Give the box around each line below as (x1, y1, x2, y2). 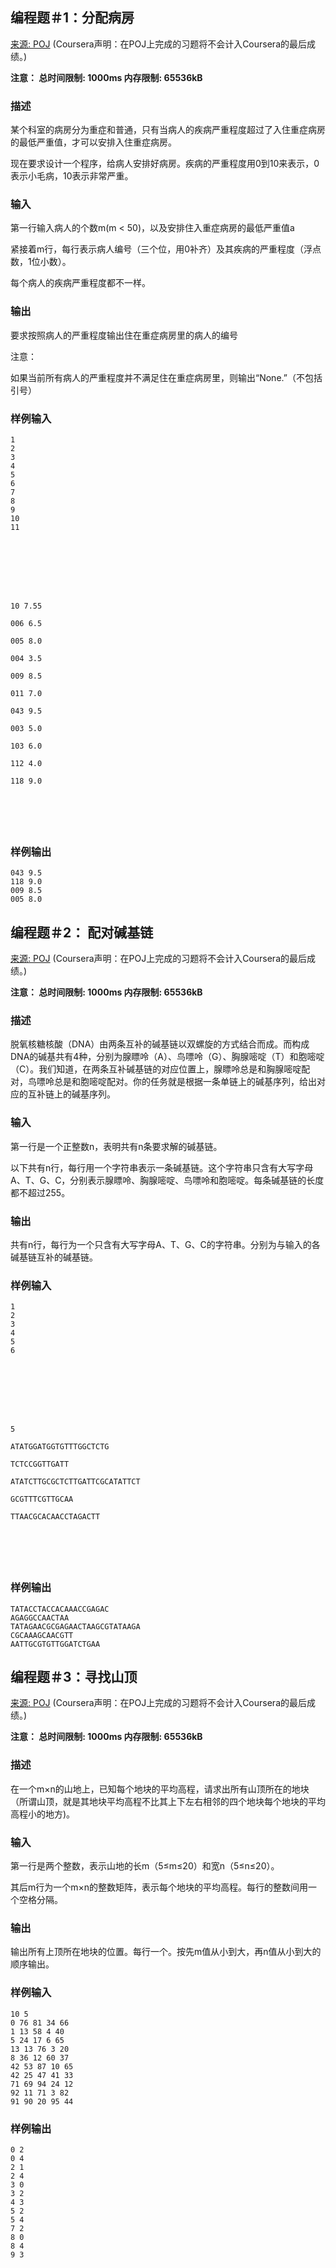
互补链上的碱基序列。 (27, 1088, 116, 1100)
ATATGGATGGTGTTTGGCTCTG (10, 1442, 110, 1452)
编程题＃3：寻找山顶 (10, 1668, 138, 1685)
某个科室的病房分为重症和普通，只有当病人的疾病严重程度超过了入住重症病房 (10, 124, 326, 136)
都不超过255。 (10, 1186, 71, 1198)
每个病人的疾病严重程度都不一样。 (10, 277, 151, 289)
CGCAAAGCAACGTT (10, 1630, 74, 1640)
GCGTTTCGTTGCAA (10, 1494, 74, 1505)
